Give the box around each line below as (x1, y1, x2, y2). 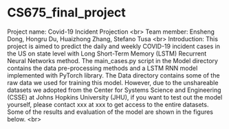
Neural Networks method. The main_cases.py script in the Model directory (7, 56, 219, 64)
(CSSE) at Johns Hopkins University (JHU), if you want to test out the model (7, 93, 223, 101)
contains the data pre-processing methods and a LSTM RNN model (7, 64, 198, 72)
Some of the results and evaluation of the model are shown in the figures (7, 108, 213, 116)
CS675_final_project (7, 5, 126, 21)
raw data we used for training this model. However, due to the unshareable (7, 78, 219, 86)
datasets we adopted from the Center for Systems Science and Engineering (7, 86, 221, 94)
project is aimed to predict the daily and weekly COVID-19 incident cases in (7, 42, 221, 50)
